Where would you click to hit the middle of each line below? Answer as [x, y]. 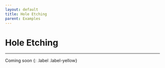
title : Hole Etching [26, 14]
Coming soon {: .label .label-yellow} [41, 61]
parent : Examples [23, 18]
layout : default [22, 9]
